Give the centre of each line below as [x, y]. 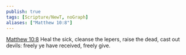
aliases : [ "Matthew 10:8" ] [39, 22]
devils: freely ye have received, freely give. [58, 46]
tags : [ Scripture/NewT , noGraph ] [47, 17]
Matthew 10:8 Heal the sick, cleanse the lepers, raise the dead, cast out [93, 40]
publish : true [24, 12]
